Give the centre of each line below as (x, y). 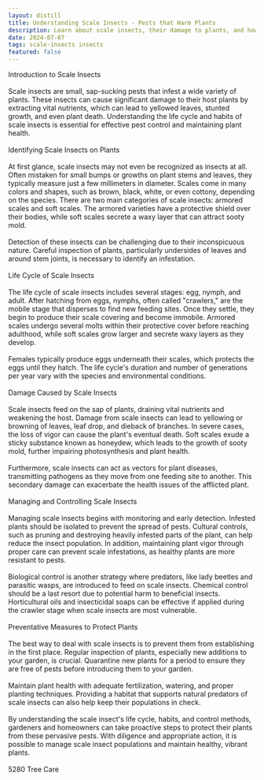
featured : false (35, 52)
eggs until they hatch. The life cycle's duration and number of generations (128, 368)
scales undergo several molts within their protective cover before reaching (129, 325)
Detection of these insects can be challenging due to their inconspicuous (126, 242)
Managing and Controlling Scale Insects (73, 501)
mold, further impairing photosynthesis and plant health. (99, 451)
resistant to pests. (37, 560)
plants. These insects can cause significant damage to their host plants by (128, 100)
